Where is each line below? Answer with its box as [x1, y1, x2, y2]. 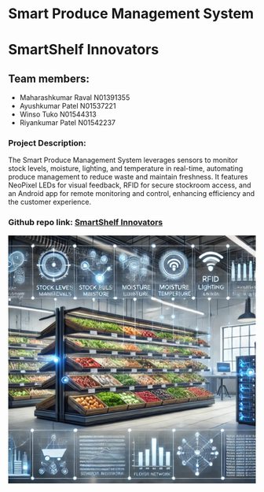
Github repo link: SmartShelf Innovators [8, 217, 163, 228]
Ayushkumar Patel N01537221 [19, 102, 116, 111]
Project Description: [8, 138, 86, 149]
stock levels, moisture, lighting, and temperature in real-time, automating [8, 164, 244, 173]
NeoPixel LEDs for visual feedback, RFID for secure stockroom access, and [8, 180, 251, 190]
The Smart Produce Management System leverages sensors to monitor [8, 155, 238, 165]
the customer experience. [8, 198, 92, 207]
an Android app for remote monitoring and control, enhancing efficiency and [8, 189, 255, 198]
